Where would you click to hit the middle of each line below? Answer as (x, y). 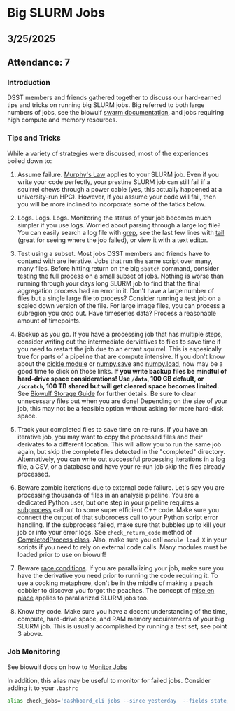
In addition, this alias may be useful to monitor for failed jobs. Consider (109, 680)
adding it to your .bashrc (43, 688)
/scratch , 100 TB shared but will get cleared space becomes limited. (118, 386)
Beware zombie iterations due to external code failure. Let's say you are (121, 487)
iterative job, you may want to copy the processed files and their (110, 437)
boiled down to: (30, 161)
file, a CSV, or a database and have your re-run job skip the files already (121, 466)
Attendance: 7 (39, 62)
